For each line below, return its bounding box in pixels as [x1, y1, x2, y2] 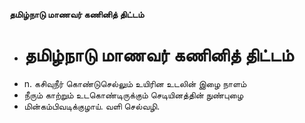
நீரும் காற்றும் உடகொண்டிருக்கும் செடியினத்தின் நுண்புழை [23, 89, 244, 101]
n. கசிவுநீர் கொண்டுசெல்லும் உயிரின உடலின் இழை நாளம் [23, 77, 247, 89]
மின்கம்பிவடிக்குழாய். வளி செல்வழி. [23, 100, 161, 112]
